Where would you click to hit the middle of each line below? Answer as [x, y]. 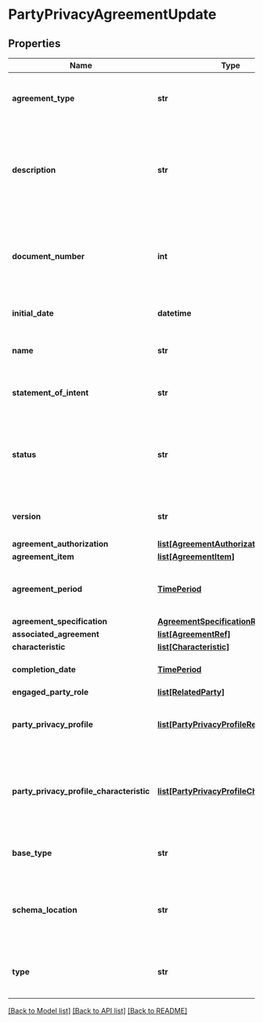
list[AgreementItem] [196, 557]
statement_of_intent [50, 393]
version [27, 516]
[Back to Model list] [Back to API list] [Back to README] [98, 1011]
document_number [49, 256]
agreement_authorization [60, 544]
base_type [32, 853]
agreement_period [47, 589]
